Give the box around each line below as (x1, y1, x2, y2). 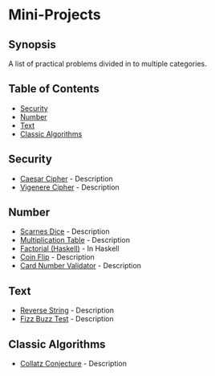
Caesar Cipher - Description (19, 174, 114, 183)
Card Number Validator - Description (19, 261, 142, 271)
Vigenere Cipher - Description (19, 182, 120, 192)
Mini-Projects (8, 6, 102, 24)
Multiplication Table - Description (19, 235, 131, 245)
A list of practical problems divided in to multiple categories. (8, 59, 207, 68)
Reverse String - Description (19, 305, 115, 315)
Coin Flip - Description (19, 252, 95, 262)
